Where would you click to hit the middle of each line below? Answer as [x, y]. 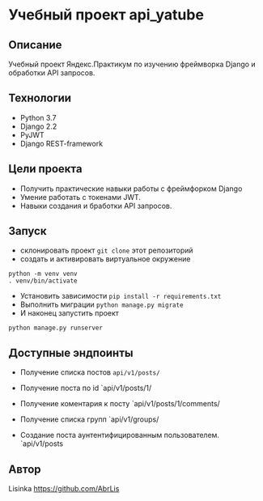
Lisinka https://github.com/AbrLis [64, 489]
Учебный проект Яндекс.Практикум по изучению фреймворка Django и [132, 64]
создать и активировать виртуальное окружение [105, 259]
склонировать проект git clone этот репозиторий [106, 250]
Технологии [40, 98]
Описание [35, 45]
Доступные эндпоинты [71, 352]
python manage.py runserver [56, 328]
